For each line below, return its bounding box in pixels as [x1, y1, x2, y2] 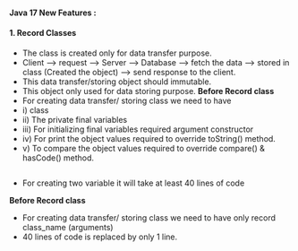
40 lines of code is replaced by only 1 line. [21, 231, 178, 242]
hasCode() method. [21, 152, 95, 163]
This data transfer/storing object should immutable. [21, 76, 212, 87]
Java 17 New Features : [9, 7, 97, 18]
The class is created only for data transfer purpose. [21, 48, 212, 58]
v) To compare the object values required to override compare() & [21, 143, 266, 153]
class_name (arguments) [21, 221, 114, 232]
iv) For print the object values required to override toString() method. [21, 133, 276, 143]
